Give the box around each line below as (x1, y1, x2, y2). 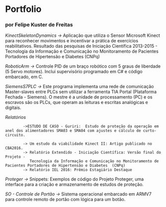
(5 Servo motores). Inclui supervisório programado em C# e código (5, 69, 143, 75)
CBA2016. (5, 146, 23, 151)
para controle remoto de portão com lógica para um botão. (5, 197, 126, 203)
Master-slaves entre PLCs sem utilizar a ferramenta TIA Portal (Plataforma (5, 89, 157, 95)
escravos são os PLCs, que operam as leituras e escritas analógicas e (5, 100, 148, 105)
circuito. (5, 133, 26, 138)
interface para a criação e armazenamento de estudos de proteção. (5, 182, 144, 188)
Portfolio (5, 3, 42, 15)
